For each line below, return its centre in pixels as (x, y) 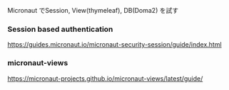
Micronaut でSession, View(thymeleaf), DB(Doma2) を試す (93, 10)
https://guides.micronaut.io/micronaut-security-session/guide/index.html (115, 45)
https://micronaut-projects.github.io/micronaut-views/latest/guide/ (105, 78)
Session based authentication (60, 29)
